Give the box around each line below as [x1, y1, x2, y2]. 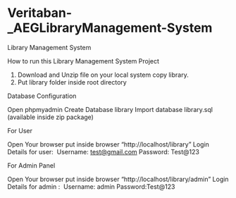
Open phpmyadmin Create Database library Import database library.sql [7, 105, 213, 113]
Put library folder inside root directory [17, 78, 127, 86]
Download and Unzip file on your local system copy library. [17, 70, 189, 79]
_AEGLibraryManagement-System [7, 20, 213, 36]
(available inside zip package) [7, 113, 94, 121]
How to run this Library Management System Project [7, 56, 160, 65]
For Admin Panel [7, 161, 56, 170]
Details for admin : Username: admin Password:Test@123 [7, 182, 175, 191]
